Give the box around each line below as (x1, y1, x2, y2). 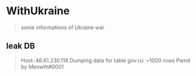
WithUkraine (6, 4, 70, 18)
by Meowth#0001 (20, 63, 64, 70)
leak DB (6, 41, 35, 51)
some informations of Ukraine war (20, 24, 105, 31)
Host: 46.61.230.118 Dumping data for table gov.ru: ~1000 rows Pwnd (20, 56, 191, 64)
